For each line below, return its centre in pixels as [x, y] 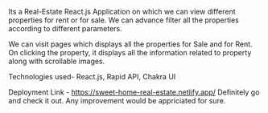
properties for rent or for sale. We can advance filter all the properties [124, 20]
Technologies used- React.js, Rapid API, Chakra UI [92, 77]
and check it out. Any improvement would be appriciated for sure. [117, 101]
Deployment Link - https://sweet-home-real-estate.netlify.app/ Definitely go [134, 92]
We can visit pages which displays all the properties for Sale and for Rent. [130, 44]
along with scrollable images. [57, 61]
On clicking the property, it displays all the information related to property [130, 52]
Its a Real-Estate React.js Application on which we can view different [122, 12]
